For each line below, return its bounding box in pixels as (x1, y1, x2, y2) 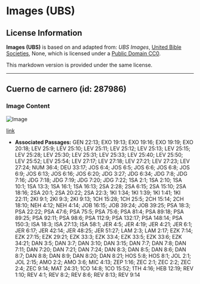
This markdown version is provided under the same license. (6, 61, 153, 68)
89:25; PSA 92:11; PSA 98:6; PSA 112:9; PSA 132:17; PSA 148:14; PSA (14, 214, 183, 221)
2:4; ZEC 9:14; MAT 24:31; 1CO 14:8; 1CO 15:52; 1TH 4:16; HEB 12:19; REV (14, 264, 193, 272)
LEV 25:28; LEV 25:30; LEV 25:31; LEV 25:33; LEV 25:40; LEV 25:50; (14, 151, 183, 158)
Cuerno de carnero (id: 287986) (6, 84, 127, 94)
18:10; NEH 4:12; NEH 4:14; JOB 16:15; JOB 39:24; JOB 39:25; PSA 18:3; (14, 201, 190, 209)
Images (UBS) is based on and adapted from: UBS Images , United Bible (6, 43, 182, 51)
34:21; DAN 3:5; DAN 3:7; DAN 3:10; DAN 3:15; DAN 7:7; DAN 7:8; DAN (14, 239, 186, 247)
